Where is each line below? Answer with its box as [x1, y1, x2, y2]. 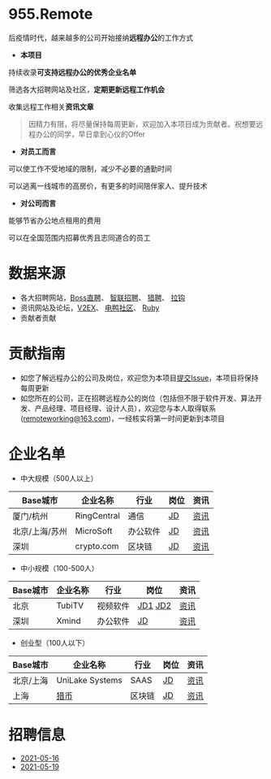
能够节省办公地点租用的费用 [8, 215, 101, 225]
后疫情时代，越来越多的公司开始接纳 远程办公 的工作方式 [8, 32, 193, 42]
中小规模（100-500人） [19, 563, 99, 573]
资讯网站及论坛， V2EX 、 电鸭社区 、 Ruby [19, 302, 160, 313]
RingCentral [75, 509, 120, 521]
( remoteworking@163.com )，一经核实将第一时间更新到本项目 [19, 413, 226, 423]
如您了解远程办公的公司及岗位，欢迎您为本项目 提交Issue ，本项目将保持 [19, 373, 259, 383]
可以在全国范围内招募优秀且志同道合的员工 [8, 232, 151, 242]
